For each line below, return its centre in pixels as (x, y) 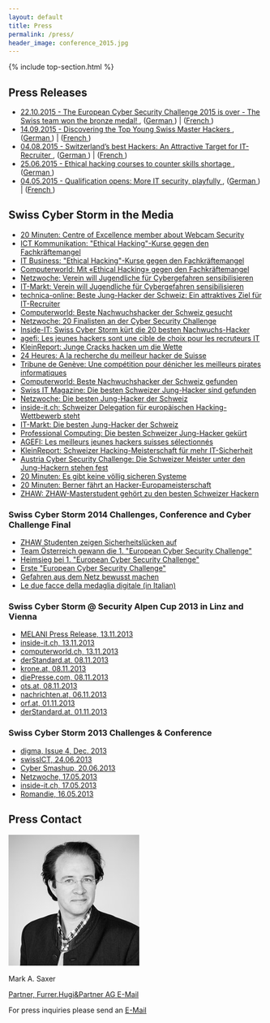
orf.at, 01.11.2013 (47, 703)
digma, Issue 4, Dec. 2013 (63, 750)
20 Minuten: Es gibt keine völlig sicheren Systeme (103, 476)
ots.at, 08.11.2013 (49, 686)
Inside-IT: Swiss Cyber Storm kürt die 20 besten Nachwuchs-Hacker (135, 330)
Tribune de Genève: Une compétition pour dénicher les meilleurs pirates (141, 364)
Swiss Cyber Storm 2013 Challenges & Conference (110, 733)
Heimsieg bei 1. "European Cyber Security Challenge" (110, 559)
